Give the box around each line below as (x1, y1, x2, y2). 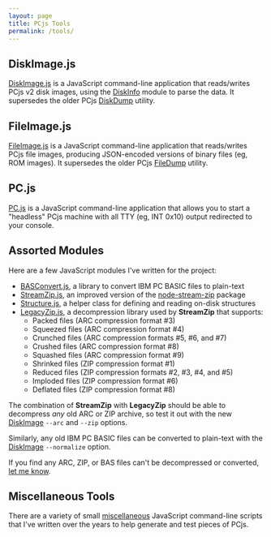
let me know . (8, 466, 51, 475)
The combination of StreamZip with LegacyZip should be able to (8, 400, 226, 410)
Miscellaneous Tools (8, 490, 115, 504)
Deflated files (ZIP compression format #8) (32, 384, 176, 394)
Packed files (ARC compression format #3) (32, 316, 176, 325)
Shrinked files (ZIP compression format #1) (32, 359, 176, 368)
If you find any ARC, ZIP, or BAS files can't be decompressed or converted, (8, 458, 260, 467)
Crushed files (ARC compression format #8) (32, 342, 180, 351)
